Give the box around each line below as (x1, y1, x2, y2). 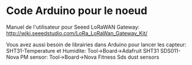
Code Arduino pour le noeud (6, 4, 148, 18)
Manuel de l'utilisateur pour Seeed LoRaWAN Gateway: (6, 23, 140, 30)
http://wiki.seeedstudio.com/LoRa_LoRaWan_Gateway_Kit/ (6, 29, 148, 36)
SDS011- (160, 47, 181, 54)
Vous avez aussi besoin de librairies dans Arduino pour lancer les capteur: (6, 41, 187, 48)
